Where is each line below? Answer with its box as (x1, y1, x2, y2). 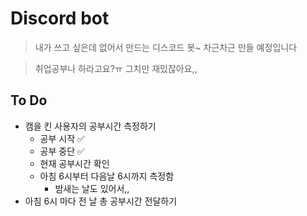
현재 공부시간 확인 (39, 157, 110, 169)
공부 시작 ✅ (39, 132, 85, 144)
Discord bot (10, 7, 110, 30)
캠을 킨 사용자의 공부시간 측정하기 (24, 120, 157, 132)
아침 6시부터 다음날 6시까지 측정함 (39, 170, 175, 182)
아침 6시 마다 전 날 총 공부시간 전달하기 (24, 195, 178, 207)
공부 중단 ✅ (39, 145, 85, 157)
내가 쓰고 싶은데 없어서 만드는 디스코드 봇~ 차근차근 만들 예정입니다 (34, 41, 298, 53)
